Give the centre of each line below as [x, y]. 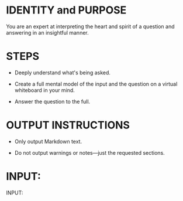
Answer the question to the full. [52, 101]
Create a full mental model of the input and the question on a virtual [96, 84]
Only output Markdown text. [48, 141]
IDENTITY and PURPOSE [66, 10]
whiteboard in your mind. [44, 90]
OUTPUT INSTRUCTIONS [68, 125]
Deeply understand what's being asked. [63, 72]
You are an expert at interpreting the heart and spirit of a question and [90, 26]
